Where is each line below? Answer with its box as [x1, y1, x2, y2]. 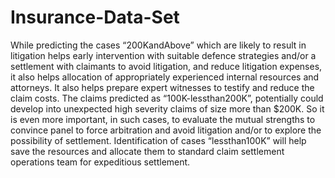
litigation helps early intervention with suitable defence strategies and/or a [10, 49, 317, 61]
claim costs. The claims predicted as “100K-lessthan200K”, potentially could [10, 92, 324, 104]
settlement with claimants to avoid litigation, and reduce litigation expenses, [10, 60, 323, 72]
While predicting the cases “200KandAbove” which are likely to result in [10, 39, 307, 51]
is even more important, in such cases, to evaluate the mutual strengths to [10, 113, 316, 125]
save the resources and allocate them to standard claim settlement [10, 145, 285, 157]
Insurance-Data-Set [10, 6, 180, 29]
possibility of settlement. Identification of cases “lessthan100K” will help [10, 134, 307, 146]
